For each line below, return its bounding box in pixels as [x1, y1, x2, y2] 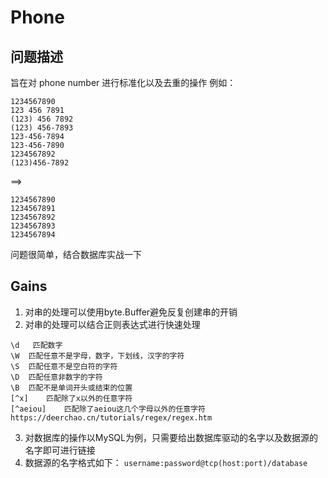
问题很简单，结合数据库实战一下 [10, 249, 142, 260]
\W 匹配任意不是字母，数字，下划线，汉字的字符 [10, 351, 185, 361]
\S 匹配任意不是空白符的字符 [10, 361, 118, 371]
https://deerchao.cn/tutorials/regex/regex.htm [10, 412, 213, 423]
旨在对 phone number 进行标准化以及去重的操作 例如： [10, 77, 237, 88]
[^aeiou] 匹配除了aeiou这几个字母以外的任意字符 [10, 404, 206, 414]
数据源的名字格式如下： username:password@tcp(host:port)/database [24, 456, 308, 468]
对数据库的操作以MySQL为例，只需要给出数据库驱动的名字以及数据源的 [24, 431, 318, 443]
